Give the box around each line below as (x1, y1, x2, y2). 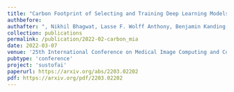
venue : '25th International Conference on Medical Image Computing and (7, 49, 219, 56)
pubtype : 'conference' (7, 55, 73, 62)
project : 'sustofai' (7, 62, 68, 68)
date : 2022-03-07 (7, 42, 58, 49)
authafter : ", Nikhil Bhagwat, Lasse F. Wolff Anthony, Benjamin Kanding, (7, 23, 229, 30)
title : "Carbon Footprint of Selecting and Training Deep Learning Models (7, 10, 229, 17)
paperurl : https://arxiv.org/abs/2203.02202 (7, 68, 139, 75)
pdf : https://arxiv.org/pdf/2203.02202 (7, 74, 123, 82)
